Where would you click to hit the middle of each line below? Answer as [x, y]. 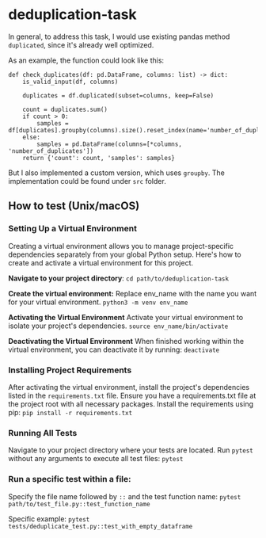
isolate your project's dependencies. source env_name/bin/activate [118, 326]
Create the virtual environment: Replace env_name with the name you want [133, 293]
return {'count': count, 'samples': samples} [99, 158]
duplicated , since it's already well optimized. [81, 44]
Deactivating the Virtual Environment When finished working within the [126, 341]
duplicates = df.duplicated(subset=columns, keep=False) [118, 95]
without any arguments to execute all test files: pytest [96, 459]
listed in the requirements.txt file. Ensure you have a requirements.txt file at [132, 395]
